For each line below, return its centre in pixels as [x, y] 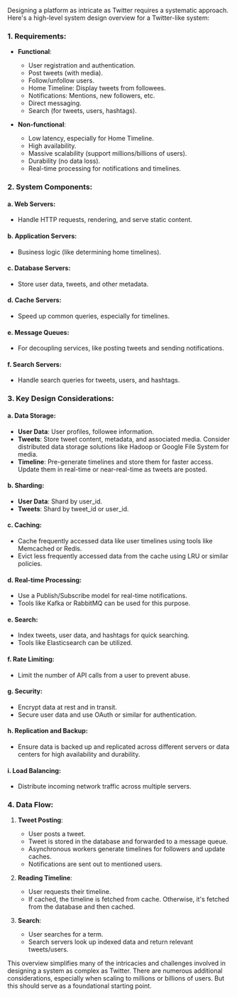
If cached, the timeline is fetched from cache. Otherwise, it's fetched [128, 900]
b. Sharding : [26, 486]
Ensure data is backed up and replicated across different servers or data [123, 747]
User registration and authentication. [82, 65]
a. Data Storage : [32, 415]
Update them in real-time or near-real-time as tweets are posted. [112, 469]
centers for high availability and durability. [79, 754]
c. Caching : [25, 525]
